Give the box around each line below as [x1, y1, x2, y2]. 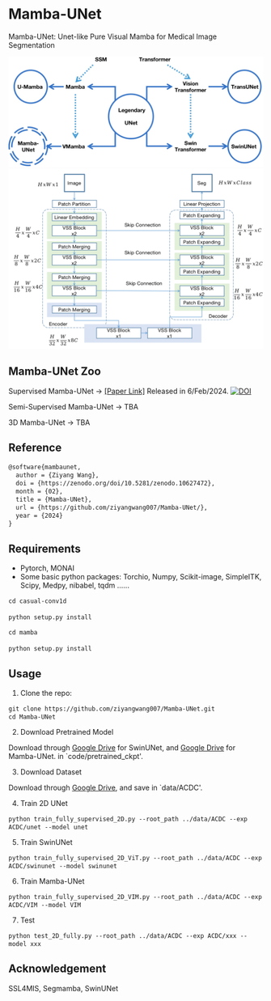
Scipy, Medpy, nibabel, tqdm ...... [19, 580, 129, 591]
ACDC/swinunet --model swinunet [8, 863, 117, 871]
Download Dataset [19, 767, 83, 777]
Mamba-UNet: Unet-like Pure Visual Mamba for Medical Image [8, 32, 217, 41]
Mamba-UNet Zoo [8, 365, 101, 379]
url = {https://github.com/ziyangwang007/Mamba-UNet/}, [15, 503, 208, 512]
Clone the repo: [19, 689, 73, 698]
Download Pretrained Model [19, 727, 114, 737]
